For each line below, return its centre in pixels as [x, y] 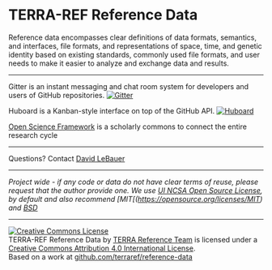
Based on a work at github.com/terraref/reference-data [100, 256]
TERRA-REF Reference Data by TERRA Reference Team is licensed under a [133, 239]
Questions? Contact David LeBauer [67, 158]
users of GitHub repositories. [57, 95]
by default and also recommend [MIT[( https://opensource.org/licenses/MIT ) [136, 199]
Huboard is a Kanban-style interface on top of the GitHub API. [112, 110]
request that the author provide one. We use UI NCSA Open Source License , [136, 190]
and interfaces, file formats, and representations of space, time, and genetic [136, 45]
